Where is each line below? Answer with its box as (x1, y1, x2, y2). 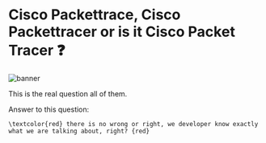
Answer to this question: (8, 104, 90, 114)
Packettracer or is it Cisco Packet (8, 22, 236, 41)
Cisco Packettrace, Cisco (8, 6, 181, 24)
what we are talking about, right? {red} (8, 127, 150, 135)
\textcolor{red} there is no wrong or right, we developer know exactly (8, 120, 259, 128)
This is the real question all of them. (8, 88, 128, 98)
